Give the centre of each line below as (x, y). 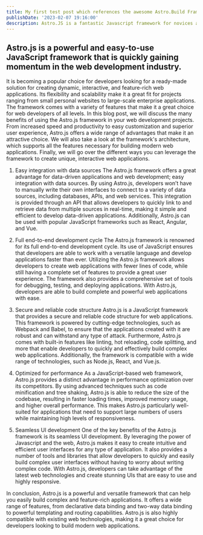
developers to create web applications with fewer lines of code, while (101, 266)
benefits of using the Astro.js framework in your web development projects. (100, 120)
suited (23, 412)
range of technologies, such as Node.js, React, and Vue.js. (88, 362)
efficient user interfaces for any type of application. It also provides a (101, 449)
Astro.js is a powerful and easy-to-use (80, 48)
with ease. (28, 298)
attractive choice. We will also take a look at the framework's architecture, (98, 140)
